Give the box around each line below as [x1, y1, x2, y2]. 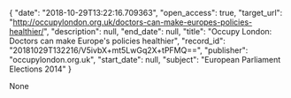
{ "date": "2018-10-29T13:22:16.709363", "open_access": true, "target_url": [9, 8, 283, 18]
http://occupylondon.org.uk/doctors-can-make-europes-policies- [12, 17, 253, 27]
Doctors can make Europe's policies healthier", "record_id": [9, 35, 226, 46]
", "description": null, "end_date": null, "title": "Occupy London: [43, 26, 272, 36]
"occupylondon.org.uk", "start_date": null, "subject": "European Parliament [9, 55, 281, 64]
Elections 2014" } [9, 64, 73, 74]
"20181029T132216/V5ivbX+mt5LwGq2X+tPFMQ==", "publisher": [9, 45, 249, 56]
